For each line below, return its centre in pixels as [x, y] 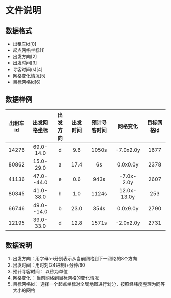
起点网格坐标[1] [28, 50]
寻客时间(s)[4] [27, 69]
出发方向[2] [25, 57]
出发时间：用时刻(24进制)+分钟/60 [49, 265]
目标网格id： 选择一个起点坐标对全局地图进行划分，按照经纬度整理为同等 [89, 284]
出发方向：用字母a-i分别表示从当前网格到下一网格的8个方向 [75, 258]
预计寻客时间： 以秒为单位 [40, 271]
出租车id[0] [24, 44]
